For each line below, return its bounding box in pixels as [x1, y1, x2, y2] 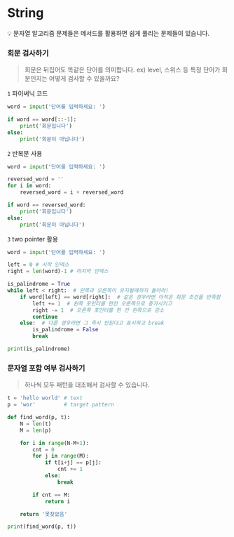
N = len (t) [20, 420, 52, 427]
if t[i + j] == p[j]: [44, 459, 102, 466]
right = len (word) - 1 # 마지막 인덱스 [7, 268, 109, 275]
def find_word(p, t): [7, 414, 71, 421]
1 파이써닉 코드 [7, 89, 48, 98]
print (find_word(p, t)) [7, 523, 77, 531]
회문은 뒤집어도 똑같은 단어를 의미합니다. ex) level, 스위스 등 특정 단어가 [24, 65, 221, 74]
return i [44, 498, 71, 505]
